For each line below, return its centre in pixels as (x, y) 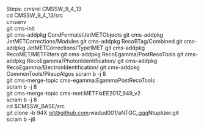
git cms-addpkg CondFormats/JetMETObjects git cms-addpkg (85, 35)
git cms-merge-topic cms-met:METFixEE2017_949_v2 (74, 93)
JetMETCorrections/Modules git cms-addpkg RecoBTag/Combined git (95, 41)
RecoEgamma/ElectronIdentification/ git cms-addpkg (73, 67)
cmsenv (16, 22)
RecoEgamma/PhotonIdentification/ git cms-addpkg (92, 61)
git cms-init (21, 28)
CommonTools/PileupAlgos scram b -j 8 (56, 74)
